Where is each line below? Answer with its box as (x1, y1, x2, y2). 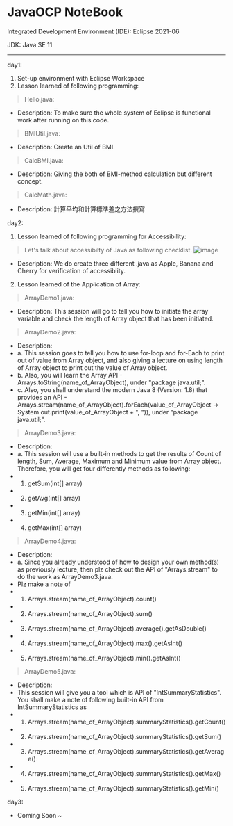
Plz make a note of (17, 580, 71, 588)
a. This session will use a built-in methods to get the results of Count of (17, 449, 221, 457)
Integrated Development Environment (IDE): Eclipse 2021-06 (7, 27, 180, 35)
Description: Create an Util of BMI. (17, 143, 116, 151)
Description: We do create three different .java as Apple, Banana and (17, 259, 214, 268)
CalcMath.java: (24, 191, 67, 199)
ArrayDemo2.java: (24, 327, 76, 336)
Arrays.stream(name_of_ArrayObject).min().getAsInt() (27, 654, 182, 662)
